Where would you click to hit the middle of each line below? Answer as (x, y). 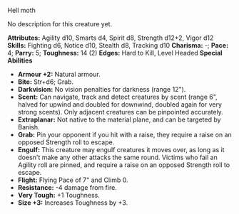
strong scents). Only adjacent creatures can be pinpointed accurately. (120, 112)
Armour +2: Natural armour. (59, 74)
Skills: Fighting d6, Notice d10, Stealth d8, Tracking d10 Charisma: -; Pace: (118, 45)
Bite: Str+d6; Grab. (45, 82)
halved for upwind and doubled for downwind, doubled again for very (120, 105)
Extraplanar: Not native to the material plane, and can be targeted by (119, 119)
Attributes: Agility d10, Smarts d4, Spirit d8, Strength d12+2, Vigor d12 (111, 38)
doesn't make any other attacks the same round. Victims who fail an (117, 157)
